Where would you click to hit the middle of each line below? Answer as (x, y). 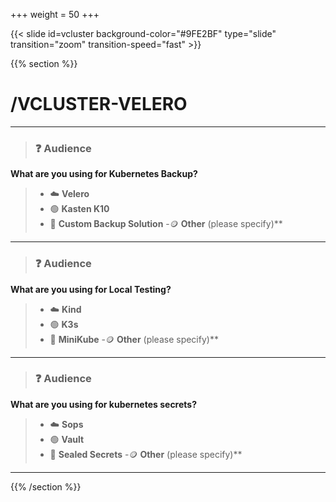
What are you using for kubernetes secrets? (104, 404)
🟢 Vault (67, 439)
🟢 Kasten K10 (79, 209)
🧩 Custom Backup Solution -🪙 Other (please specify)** (166, 224)
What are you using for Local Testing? (91, 289)
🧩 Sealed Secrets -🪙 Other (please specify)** (146, 454)
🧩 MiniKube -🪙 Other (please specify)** (134, 339)
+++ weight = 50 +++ (55, 14)
